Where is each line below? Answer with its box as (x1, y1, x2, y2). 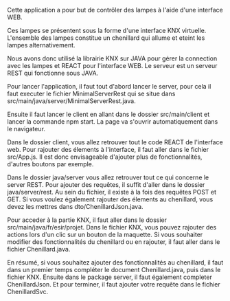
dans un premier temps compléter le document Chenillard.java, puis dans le (7, 266, 221, 274)
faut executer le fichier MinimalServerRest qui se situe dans (7, 89, 176, 98)
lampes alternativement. (7, 41, 76, 49)
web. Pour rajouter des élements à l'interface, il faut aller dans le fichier (7, 146, 209, 153)
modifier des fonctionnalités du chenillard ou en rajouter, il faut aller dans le (7, 238, 220, 246)
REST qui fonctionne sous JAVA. (7, 69, 99, 77)
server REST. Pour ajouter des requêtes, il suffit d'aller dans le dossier (7, 181, 205, 188)
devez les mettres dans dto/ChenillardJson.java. (7, 203, 143, 210)
